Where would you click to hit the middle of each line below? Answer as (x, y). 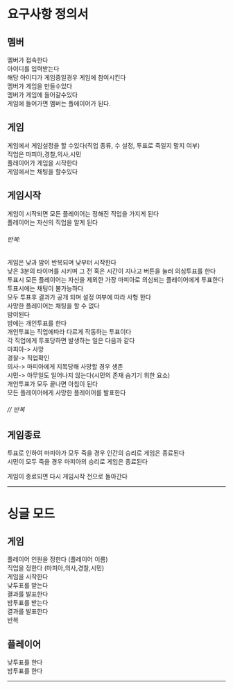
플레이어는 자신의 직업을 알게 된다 (53, 222)
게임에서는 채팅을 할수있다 (43, 172)
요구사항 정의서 (48, 14)
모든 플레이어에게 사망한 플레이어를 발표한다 (67, 392)
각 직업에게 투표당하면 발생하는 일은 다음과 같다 (71, 340)
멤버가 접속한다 (28, 60)
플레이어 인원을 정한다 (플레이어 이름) (58, 559)
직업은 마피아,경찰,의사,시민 (44, 154)
